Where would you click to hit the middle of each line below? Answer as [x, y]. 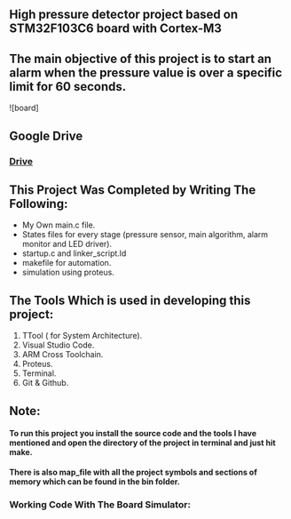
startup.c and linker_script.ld [74, 253]
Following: [39, 204]
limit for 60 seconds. [68, 87]
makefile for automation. [67, 263]
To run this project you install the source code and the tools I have [133, 434]
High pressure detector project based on [124, 15]
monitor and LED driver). [67, 244]
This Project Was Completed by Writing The [133, 190]
